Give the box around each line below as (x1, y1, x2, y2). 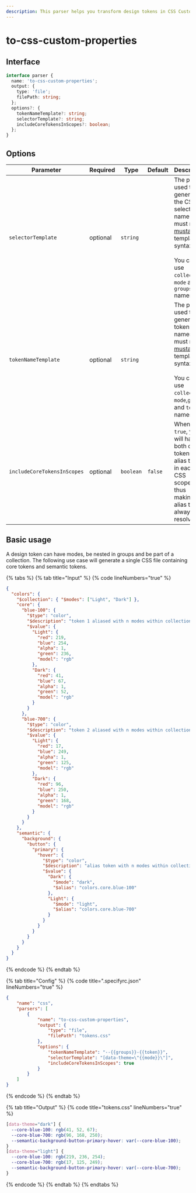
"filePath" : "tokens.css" (47, 1033, 111, 1039)
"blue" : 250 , (37, 787, 69, 793)
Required (89, 166, 116, 174)
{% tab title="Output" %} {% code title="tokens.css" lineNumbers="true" (6, 1104, 182, 1111)
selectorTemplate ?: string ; (16, 116, 85, 122)
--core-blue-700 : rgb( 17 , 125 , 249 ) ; (11, 1160, 103, 1166)
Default (147, 166, 169, 174)
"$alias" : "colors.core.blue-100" (52, 885, 137, 891)
